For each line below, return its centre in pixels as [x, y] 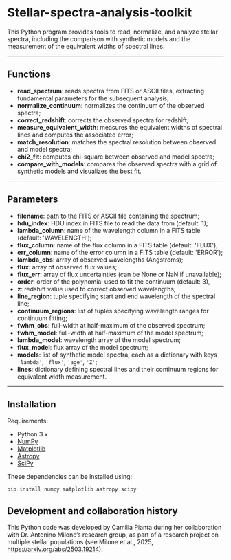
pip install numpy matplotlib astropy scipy [72, 489]
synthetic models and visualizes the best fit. [79, 171]
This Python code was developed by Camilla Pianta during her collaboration [114, 528]
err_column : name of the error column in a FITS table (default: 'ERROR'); [120, 252]
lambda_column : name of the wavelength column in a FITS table [109, 230]
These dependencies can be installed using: [70, 477]
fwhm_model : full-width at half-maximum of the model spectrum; [110, 333]
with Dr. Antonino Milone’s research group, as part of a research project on [113, 535]
